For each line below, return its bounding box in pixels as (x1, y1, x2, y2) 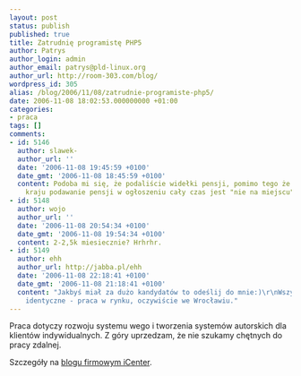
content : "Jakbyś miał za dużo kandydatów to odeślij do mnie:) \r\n (17, 287, 279, 296)
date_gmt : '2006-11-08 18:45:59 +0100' (17, 171, 167, 180)
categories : (9, 105, 54, 114)
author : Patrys (9, 47, 66, 56)
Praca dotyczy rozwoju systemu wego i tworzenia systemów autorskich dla (9, 320, 287, 331)
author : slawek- (17, 146, 78, 155)
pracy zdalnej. (9, 339, 62, 350)
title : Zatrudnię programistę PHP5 (9, 38, 142, 47)
